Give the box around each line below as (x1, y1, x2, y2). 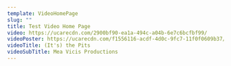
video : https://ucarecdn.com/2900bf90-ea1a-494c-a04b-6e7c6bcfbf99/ (7, 29, 208, 36)
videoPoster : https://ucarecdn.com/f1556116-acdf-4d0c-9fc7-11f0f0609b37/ (7, 36, 226, 43)
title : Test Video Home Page (7, 23, 91, 30)
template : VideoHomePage (7, 10, 78, 17)
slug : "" (7, 16, 32, 23)
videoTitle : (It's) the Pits (7, 42, 91, 49)
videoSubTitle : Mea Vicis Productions (7, 49, 118, 56)
